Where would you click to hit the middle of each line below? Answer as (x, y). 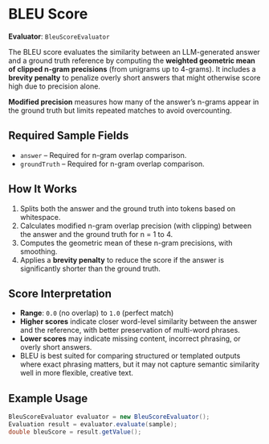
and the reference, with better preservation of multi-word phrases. (130, 330)
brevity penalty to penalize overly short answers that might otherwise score (134, 77)
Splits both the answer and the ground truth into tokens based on (128, 208)
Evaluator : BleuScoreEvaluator (59, 36)
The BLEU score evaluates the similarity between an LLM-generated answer (134, 52)
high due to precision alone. (54, 86)
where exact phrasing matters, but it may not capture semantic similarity (140, 364)
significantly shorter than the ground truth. (90, 268)
